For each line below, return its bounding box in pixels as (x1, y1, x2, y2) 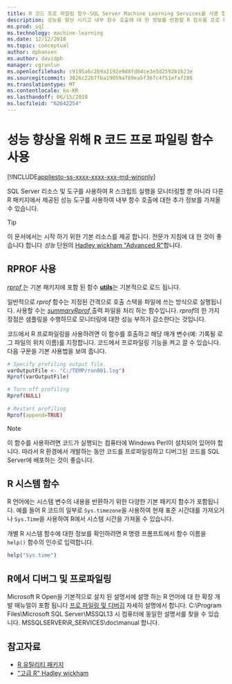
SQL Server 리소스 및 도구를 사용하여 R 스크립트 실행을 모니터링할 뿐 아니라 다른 (7, 187, 224, 195)
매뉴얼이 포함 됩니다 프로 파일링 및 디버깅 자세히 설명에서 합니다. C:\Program (14, 601, 222, 609)
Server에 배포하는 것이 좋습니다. (7, 456, 95, 464)
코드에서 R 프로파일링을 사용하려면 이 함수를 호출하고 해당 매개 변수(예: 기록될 (7, 329, 216, 338)
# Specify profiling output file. (7, 360, 107, 367)
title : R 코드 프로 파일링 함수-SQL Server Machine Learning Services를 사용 (7, 10, 219, 17)
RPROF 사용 (7, 264, 57, 275)
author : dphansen (7, 49, 57, 56)
